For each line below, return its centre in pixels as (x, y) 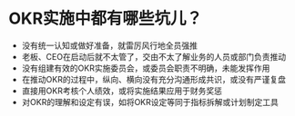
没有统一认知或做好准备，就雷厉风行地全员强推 (109, 45)
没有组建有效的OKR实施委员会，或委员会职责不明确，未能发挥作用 (146, 68)
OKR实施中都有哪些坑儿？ (106, 19)
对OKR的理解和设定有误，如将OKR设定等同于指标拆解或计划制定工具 (150, 101)
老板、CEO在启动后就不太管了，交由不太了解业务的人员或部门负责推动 (154, 56)
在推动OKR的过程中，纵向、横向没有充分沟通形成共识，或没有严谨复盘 (153, 79)
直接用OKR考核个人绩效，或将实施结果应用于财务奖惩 (122, 91)
